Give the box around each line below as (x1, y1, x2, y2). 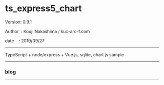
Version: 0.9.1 (5, 19, 32, 25)
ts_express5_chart (5, 3, 82, 14)
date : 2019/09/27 (5, 37, 45, 44)
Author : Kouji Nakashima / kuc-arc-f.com (5, 28, 90, 34)
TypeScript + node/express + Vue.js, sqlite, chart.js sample (5, 51, 124, 57)
